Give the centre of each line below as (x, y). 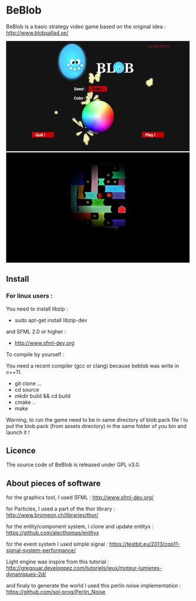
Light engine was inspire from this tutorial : (58, 562)
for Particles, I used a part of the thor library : (61, 509)
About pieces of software (53, 483)
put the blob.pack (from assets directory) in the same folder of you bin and (96, 426)
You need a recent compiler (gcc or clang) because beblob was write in (92, 366)
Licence (21, 451)
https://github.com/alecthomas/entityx (53, 533)
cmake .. (25, 402)
